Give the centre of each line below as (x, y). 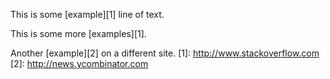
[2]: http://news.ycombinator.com (79, 63)
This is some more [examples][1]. (78, 33)
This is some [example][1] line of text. (87, 14)
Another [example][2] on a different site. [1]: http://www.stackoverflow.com (165, 53)
